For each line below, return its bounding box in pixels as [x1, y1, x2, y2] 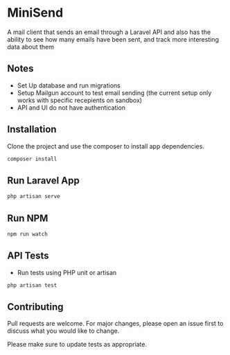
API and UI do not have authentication [17, 103, 126, 112]
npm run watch [7, 231, 48, 238]
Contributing [7, 301, 64, 313]
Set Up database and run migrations [17, 81, 121, 90]
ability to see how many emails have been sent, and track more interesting [7, 35, 220, 43]
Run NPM [7, 212, 48, 224]
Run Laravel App [7, 174, 80, 186]
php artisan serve [7, 193, 60, 200]
